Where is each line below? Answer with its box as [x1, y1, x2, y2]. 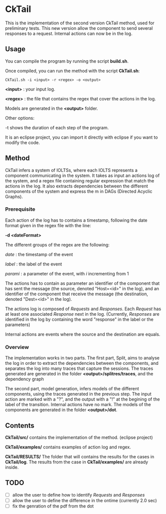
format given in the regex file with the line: [5, 222, 91, 228]
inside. [5, 464, 19, 470]
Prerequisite [5, 206, 36, 213]
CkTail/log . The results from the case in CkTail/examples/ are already [5, 459, 149, 465]
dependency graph [5, 376, 44, 382]
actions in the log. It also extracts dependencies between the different [5, 183, 148, 189]
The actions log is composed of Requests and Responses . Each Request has [5, 306, 162, 312]
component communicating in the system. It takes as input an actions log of [5, 172, 160, 178]
